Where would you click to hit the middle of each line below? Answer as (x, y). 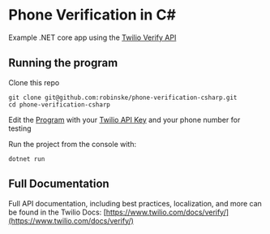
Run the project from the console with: (72, 144)
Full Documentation (59, 184)
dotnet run (27, 159)
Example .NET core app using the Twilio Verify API (92, 37)
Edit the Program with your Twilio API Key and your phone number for (124, 119)
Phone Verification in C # (92, 15)
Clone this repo (34, 82)
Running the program (63, 63)
